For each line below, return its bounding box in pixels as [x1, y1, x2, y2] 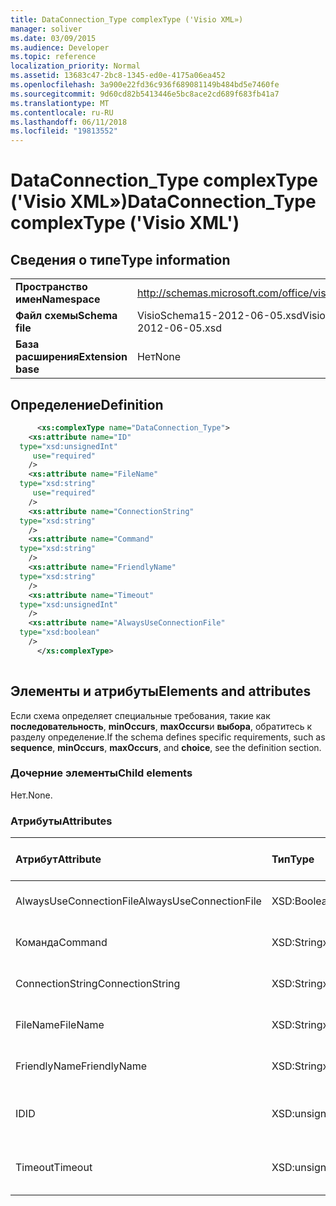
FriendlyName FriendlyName [15, 1059, 148, 1073]
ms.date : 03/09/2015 [10, 33, 97, 43]
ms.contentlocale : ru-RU [10, 107, 114, 118]
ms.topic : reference [10, 52, 97, 62]
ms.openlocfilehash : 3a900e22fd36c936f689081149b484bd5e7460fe [10, 80, 280, 90]
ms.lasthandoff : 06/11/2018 [10, 117, 128, 127]
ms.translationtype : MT [10, 98, 110, 108]
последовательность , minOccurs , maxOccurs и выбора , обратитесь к [10, 720, 313, 732]
